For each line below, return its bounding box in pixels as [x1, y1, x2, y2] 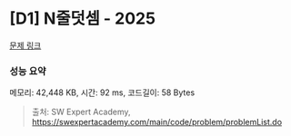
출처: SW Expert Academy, [31, 106, 131, 118]
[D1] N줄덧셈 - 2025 [9, 8, 156, 29]
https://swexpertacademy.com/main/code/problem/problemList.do [31, 117, 283, 128]
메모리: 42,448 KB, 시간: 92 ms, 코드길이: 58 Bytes [9, 87, 196, 98]
